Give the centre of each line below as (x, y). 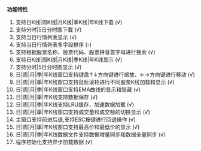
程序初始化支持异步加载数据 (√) (54, 142)
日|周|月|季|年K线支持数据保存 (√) (57, 97)
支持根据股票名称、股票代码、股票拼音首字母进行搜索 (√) (85, 52)
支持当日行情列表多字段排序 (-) (54, 45)
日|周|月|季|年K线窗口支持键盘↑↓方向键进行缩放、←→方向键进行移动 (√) (105, 75)
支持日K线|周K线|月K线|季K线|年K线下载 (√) (69, 22)
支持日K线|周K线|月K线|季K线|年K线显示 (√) (69, 60)
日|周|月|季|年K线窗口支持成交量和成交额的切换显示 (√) (83, 112)
